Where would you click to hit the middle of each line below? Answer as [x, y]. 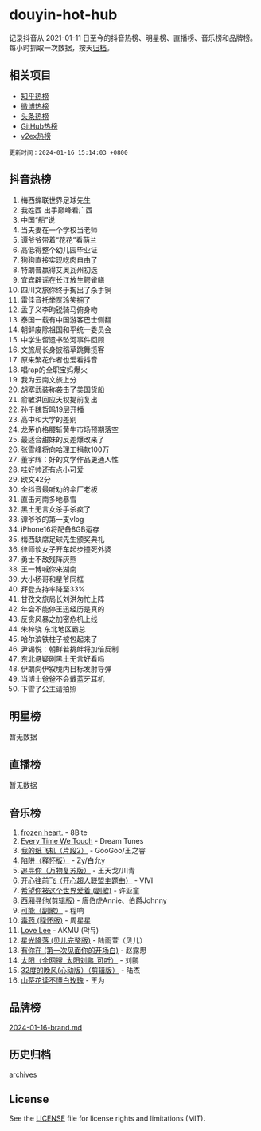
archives [23, 1074]
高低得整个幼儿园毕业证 [59, 250]
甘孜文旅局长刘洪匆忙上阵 [62, 599]
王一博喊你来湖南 [49, 569]
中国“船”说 [38, 219]
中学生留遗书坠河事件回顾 [62, 339]
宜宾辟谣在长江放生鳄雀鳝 [62, 279]
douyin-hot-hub [63, 15]
